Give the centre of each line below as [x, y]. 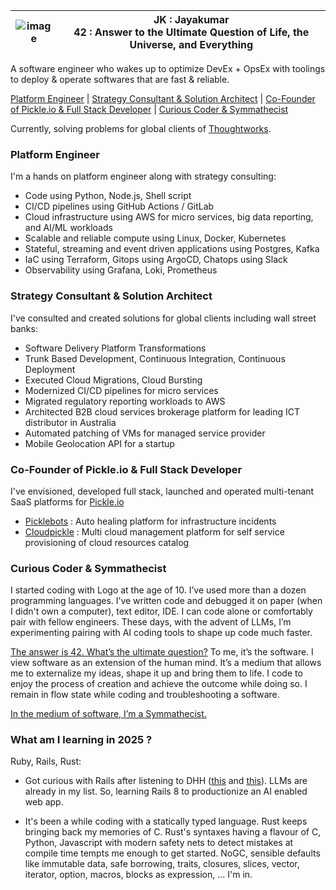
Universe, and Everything [191, 44]
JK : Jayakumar [191, 19]
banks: [24, 328]
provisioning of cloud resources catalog [107, 542]
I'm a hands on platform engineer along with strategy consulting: [143, 176]
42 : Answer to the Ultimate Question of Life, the [191, 32]
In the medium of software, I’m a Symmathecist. [108, 714]
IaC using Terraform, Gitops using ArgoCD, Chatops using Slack [156, 260]
